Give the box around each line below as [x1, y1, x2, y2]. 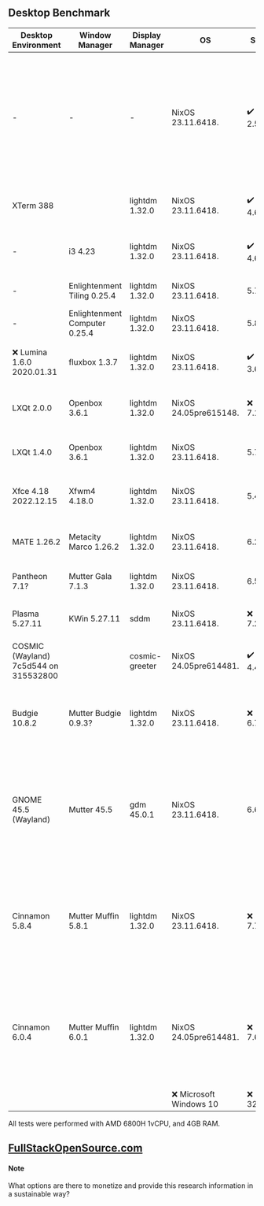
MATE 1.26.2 [12, 536, 61, 547]
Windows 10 [171, 1098, 218, 1109]
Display [132, 29, 161, 40]
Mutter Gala [68, 570, 112, 581]
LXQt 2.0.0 [12, 403, 53, 414]
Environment [12, 39, 61, 50]
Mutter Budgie [68, 707, 122, 718]
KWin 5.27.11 [68, 613, 120, 624]
